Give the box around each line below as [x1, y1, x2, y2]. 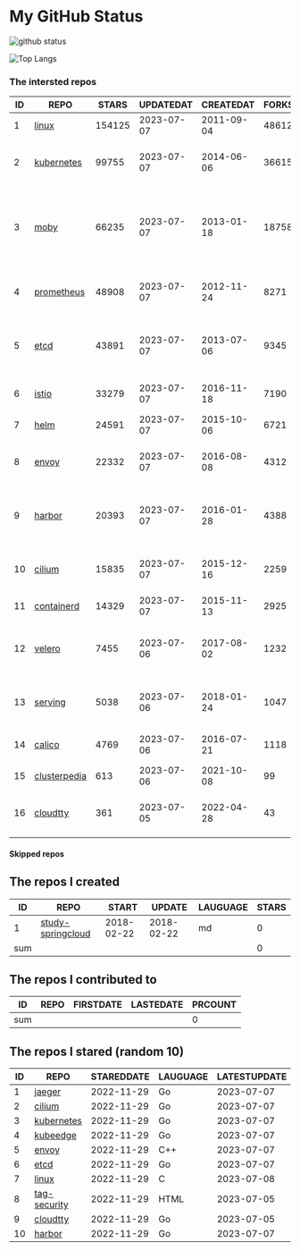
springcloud [39, 927, 91, 940]
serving [34, 696, 66, 708]
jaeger [34, 1086, 62, 1098]
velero [34, 642, 61, 655]
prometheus [34, 286, 86, 299]
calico [34, 739, 60, 751]
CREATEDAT [201, 98, 255, 111]
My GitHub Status [9, 6, 144, 27]
